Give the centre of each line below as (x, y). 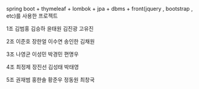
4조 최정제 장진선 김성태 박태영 (43, 67)
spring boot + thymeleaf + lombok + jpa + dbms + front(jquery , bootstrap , (99, 9)
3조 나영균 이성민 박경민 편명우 (43, 54)
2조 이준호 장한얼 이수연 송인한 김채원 (51, 41)
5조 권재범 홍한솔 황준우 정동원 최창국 (51, 80)
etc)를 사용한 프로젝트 (32, 16)
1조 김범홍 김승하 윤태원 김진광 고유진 (50, 29)
